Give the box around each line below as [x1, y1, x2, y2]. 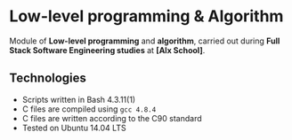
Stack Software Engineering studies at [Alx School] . [9, 44, 206, 55]
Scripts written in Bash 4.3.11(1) [21, 94, 136, 105]
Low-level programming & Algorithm [9, 6, 284, 27]
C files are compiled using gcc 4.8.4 [21, 104, 157, 114]
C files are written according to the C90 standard [21, 113, 202, 123]
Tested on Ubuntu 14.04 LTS [21, 122, 126, 133]
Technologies [9, 71, 87, 86]
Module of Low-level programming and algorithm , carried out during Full [9, 35, 280, 46]
